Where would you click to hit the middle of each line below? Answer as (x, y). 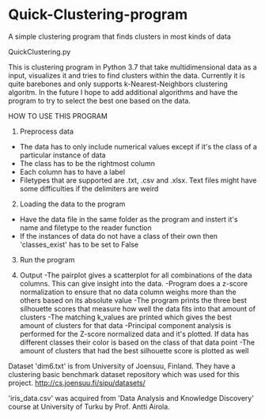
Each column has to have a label (72, 172)
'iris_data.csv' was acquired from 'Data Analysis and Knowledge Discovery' (131, 398)
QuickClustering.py (40, 51)
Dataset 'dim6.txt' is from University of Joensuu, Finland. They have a (122, 366)
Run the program (47, 259)
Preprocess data (46, 131)
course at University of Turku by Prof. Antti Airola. (89, 406)
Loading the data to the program (72, 204)
